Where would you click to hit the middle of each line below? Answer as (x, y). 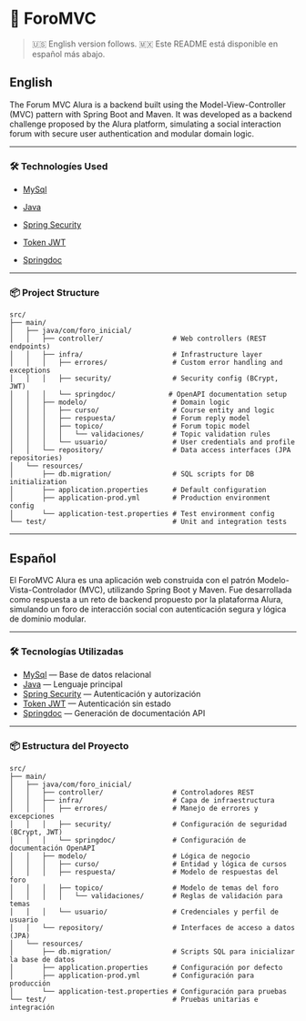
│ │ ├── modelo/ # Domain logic (120, 403)
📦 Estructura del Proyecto (69, 746)
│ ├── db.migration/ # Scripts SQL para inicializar (153, 951)
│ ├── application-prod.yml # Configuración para (132, 976)
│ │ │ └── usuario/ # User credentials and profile (153, 442)
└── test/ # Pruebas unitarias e (134, 999)
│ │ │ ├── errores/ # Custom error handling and (146, 363)
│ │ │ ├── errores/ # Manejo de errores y (134, 808)
